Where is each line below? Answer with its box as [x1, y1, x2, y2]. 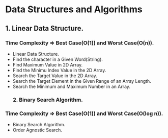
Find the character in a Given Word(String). [12, 56, 103, 62]
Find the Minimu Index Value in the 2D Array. [12, 67, 106, 73]
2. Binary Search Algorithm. [12, 96, 83, 103]
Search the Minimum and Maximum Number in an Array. [12, 83, 131, 89]
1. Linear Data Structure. [5, 24, 84, 33]
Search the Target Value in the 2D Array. [12, 73, 98, 79]
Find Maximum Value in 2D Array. [12, 61, 83, 67]
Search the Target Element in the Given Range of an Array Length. [12, 78, 151, 84]
